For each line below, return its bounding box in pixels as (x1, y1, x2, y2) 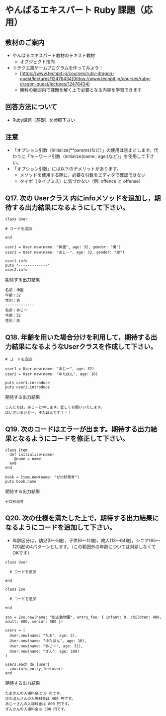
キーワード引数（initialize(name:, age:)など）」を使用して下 (29, 153, 150, 159)
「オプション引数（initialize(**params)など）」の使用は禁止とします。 (12, 147, 154, 153)
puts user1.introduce (5, 381, 50, 386)
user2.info (5, 267, 28, 272)
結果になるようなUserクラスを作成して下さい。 (11, 342, 158, 351)
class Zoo (5, 587, 26, 592)
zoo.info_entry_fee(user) (9, 666, 64, 671)
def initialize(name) (9, 452, 55, 457)
